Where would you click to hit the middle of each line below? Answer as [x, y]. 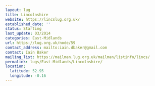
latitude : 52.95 [27, 71]
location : [16, 66]
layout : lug [18, 10]
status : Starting [23, 29]
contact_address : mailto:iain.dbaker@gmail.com [56, 48]
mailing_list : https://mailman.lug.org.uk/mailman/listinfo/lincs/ [78, 57]
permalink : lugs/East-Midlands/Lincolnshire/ [54, 62]
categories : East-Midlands [34, 38]
